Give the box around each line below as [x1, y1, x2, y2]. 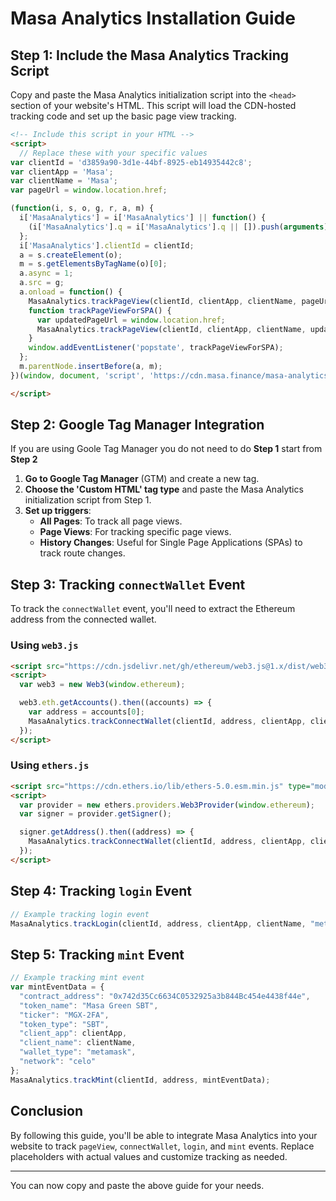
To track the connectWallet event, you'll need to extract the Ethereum [10, 603, 296, 615]
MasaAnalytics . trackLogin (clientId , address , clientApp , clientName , [10, 918, 307, 929]
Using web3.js [10, 638, 79, 652]
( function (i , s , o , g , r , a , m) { [10, 203, 155, 214]
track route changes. [39, 547, 126, 559]
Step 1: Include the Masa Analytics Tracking [10, 47, 289, 64]
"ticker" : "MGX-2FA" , [19, 1010, 110, 1020]
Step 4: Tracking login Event [10, 883, 192, 900]
